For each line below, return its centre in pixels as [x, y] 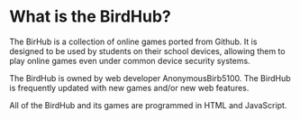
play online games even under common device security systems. [130, 60]
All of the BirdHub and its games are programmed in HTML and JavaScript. [148, 105]
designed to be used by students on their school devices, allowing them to [147, 51]
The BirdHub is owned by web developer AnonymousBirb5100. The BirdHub [150, 78]
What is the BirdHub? [90, 17]
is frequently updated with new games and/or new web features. [129, 88]
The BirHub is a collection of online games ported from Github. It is [133, 42]
